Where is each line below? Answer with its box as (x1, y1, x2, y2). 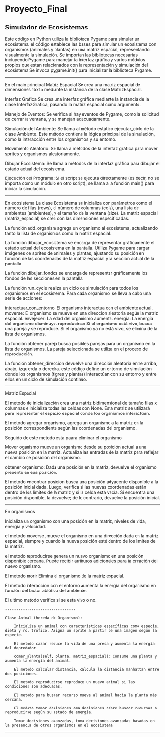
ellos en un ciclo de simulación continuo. (5, 376, 87, 382)
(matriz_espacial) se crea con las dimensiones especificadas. (5, 215, 130, 221)
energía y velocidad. (5, 524, 47, 529)
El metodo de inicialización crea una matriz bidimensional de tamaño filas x (5, 400, 157, 406)
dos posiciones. (5, 671, 38, 676)
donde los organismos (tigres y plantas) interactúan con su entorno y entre (5, 371, 157, 377)
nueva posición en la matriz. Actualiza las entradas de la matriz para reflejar (5, 449, 159, 455)
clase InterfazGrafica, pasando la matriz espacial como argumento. (5, 102, 141, 107)
